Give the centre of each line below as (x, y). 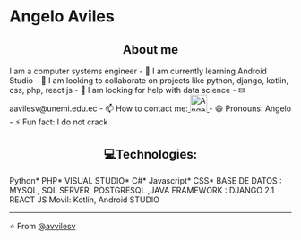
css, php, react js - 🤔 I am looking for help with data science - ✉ (127, 90)
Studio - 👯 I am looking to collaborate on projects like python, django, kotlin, (149, 81)
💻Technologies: (150, 154)
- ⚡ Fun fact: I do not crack (59, 122)
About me (150, 50)
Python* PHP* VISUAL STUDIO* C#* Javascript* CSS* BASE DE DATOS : (146, 180)
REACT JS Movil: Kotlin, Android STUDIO (84, 200)
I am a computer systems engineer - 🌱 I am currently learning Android (138, 71)
